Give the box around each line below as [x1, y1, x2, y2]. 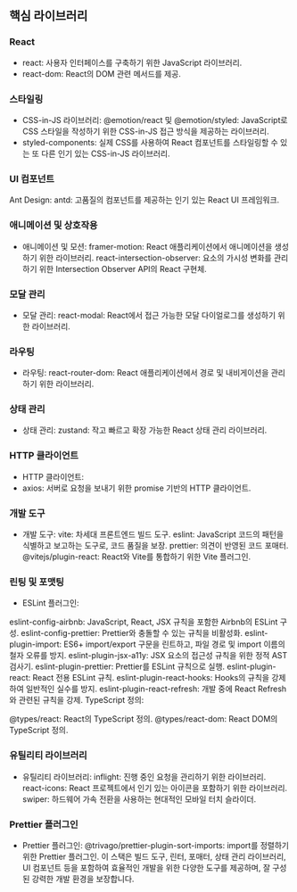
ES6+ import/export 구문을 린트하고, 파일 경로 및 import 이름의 [63, 639, 285, 649]
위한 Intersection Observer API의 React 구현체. [38, 263, 207, 274]
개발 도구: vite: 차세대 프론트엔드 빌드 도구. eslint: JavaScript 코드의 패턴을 [21, 529, 284, 540]
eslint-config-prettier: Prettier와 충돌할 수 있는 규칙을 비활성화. [21, 628, 243, 639]
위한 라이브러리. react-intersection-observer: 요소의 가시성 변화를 [38, 252, 272, 263]
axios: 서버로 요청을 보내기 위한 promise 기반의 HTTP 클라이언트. [21, 483, 252, 493]
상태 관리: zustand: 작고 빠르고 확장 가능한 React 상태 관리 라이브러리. [21, 425, 268, 435]
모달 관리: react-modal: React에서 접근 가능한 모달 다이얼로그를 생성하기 [21, 310, 276, 320]
